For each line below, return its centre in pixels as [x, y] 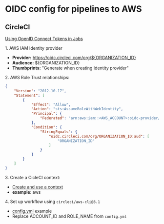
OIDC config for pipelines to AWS [74, 9]
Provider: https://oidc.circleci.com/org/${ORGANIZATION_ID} [74, 58]
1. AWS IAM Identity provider [34, 48]
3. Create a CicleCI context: [33, 177]
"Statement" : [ [29, 95]
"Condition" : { [47, 127]
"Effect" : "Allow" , [51, 104]
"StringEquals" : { [59, 132]
